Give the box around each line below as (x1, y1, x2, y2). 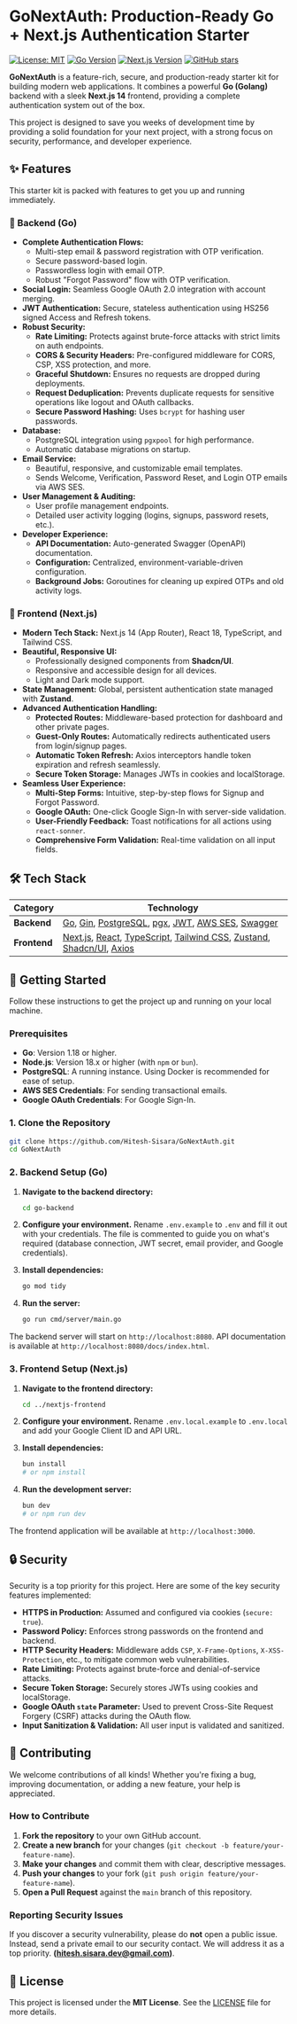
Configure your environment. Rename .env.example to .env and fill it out (21, 1219, 288, 1230)
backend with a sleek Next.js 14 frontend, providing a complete (9, 90, 240, 101)
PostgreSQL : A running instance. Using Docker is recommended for (21, 1067, 270, 1077)
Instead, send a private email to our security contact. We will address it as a (9, 1939, 285, 1950)
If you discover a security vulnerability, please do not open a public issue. (9, 1929, 278, 1940)
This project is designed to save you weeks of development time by (9, 117, 255, 128)
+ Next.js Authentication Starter (9, 25, 250, 45)
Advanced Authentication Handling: (21, 703, 157, 714)
